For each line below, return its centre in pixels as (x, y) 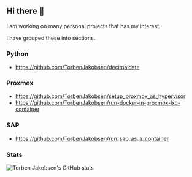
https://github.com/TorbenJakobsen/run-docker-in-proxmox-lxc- (98, 103)
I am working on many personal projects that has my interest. (83, 26)
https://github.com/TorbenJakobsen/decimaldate (77, 67)
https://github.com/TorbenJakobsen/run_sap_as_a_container (92, 138)
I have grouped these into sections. (51, 38)
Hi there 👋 (25, 11)
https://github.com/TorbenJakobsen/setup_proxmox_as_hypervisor (100, 96)
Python (17, 54)
